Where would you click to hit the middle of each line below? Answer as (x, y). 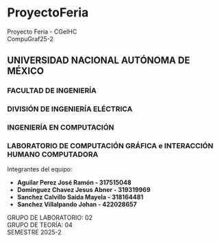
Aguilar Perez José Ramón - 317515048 (74, 182)
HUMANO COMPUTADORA (53, 154)
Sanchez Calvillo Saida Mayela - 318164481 (80, 197)
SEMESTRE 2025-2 (34, 232)
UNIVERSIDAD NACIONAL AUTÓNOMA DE (99, 61)
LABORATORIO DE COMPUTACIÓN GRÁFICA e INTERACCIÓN (110, 146)
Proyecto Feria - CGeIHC (42, 32)
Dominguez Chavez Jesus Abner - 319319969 (84, 190)
